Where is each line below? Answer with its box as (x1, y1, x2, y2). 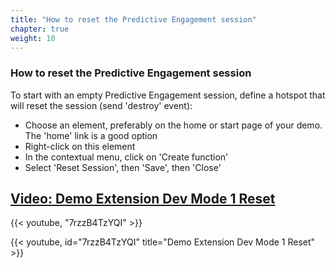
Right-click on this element (24, 140, 136, 152)
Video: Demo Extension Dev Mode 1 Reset (10, 191, 276, 208)
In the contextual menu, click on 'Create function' (24, 151, 229, 163)
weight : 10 (10, 33, 56, 43)
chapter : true (10, 24, 70, 34)
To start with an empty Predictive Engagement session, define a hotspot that (10, 89, 326, 101)
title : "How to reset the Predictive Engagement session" (10, 14, 257, 25)
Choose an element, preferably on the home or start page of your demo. (24, 119, 323, 131)
